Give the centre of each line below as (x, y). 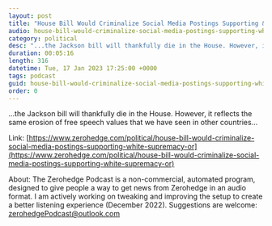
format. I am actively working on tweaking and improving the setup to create (136, 197)
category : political (43, 38)
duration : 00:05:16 (41, 53)
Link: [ (19, 138)
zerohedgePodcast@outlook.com (64, 214)
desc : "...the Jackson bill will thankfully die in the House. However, (134, 46)
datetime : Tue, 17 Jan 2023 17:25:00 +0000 (83, 69)
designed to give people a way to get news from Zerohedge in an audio (127, 188)
